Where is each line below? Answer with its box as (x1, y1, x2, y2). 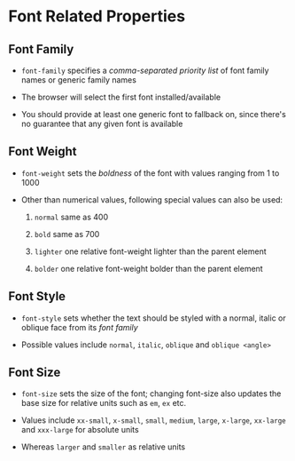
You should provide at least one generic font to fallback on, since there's (20, 109, 287, 119)
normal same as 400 (34, 211, 109, 222)
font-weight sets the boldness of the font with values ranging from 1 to (20, 167, 280, 179)
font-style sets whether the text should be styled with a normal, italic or (20, 313, 286, 323)
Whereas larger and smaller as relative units (20, 441, 186, 452)
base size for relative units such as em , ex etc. (20, 398, 187, 409)
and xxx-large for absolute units (20, 425, 139, 435)
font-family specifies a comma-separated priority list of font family (20, 65, 269, 76)
